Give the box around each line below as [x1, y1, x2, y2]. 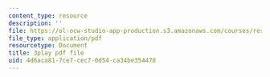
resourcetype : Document [8, 42, 88, 50]
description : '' [8, 19, 63, 27]
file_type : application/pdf [8, 34, 103, 43]
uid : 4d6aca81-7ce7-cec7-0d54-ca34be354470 [8, 57, 157, 65]
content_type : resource [8, 11, 88, 20]
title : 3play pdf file [8, 49, 84, 57]
